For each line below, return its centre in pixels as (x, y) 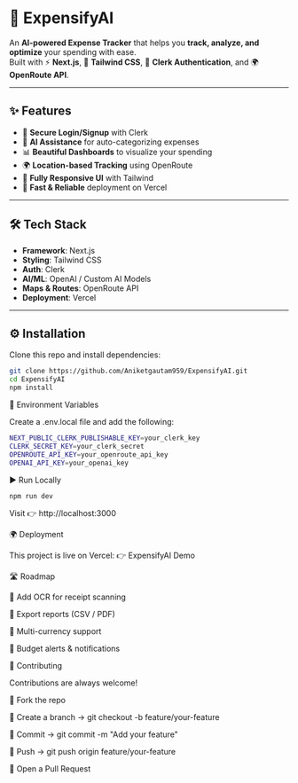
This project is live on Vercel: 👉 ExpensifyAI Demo (102, 556)
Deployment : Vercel (59, 297)
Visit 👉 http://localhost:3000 (63, 513)
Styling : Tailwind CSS (62, 260)
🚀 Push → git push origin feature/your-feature (93, 752)
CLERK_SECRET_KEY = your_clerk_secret (77, 446)
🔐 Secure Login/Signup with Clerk (85, 132)
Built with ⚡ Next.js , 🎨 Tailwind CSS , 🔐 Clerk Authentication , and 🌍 (134, 62)
